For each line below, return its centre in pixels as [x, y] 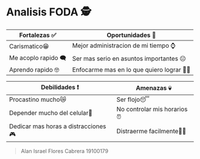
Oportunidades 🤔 [132, 35]
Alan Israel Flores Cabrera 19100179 [65, 151]
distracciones [87, 126]
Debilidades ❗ [60, 87]
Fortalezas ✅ [37, 35]
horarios [176, 109]
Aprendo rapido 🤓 [34, 70]
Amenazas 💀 [154, 88]
